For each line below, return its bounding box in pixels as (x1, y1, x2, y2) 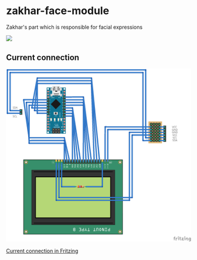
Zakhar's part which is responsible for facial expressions (6, 23, 142, 31)
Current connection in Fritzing (6, 247, 79, 254)
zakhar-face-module (6, 4, 110, 18)
